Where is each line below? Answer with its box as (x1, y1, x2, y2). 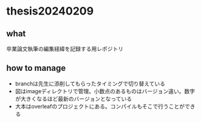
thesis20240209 (6, 4, 94, 18)
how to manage (6, 63, 66, 73)
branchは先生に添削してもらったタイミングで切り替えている (15, 80, 166, 87)
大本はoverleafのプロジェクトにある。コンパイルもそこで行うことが (15, 102, 185, 110)
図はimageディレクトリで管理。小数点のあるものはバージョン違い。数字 (15, 87, 196, 95)
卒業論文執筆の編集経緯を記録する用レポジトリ (6, 45, 123, 52)
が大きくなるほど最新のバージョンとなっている (15, 95, 132, 102)
